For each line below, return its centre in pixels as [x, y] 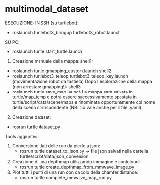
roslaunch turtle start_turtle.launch [47, 51]
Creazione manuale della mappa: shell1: [53, 61]
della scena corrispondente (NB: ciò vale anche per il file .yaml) [77, 107]
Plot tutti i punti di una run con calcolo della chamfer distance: [75, 172]
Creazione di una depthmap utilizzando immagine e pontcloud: [76, 161]
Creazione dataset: [32, 117]
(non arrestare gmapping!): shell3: [47, 86]
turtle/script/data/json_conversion [54, 156]
